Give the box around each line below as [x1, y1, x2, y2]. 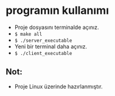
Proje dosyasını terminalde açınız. [14, 24, 99, 31]
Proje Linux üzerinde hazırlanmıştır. [14, 83, 103, 90]
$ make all [14, 31, 43, 37]
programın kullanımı [5, 4, 109, 18]
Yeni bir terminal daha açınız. [14, 43, 88, 50]
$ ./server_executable [14, 37, 72, 43]
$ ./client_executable [14, 50, 72, 56]
